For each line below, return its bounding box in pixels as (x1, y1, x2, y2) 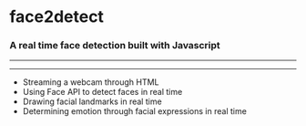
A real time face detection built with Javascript (9, 39, 220, 52)
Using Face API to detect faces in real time (22, 87, 183, 98)
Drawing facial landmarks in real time (22, 96, 162, 107)
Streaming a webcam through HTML (22, 77, 159, 88)
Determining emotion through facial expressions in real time (22, 106, 248, 117)
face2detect (9, 6, 105, 27)
